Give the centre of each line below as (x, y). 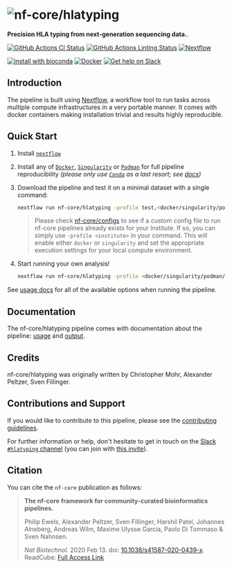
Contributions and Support (66, 404)
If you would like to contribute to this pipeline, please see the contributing (112, 420)
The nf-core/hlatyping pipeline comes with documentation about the (105, 328)
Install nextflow (39, 153)
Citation (25, 470)
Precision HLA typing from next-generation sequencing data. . (98, 34)
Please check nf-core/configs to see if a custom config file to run (127, 221)
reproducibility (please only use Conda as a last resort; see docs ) (109, 174)
